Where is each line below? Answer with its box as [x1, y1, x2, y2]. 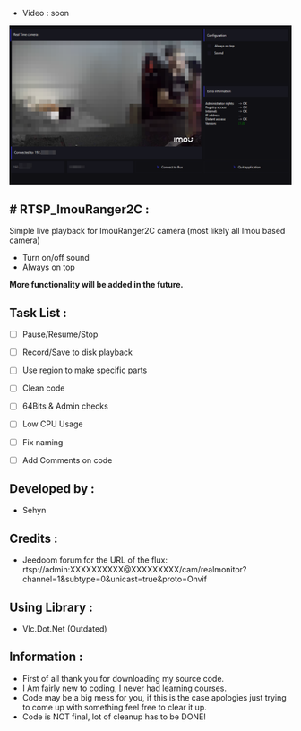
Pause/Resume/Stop [21, 329, 99, 340]
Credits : [9, 530, 58, 546]
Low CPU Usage [21, 418, 83, 429]
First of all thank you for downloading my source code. [21, 673, 225, 684]
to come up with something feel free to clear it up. [21, 701, 208, 712]
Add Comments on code [21, 454, 113, 465]
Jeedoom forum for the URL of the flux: [21, 555, 168, 565]
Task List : [9, 305, 67, 321]
